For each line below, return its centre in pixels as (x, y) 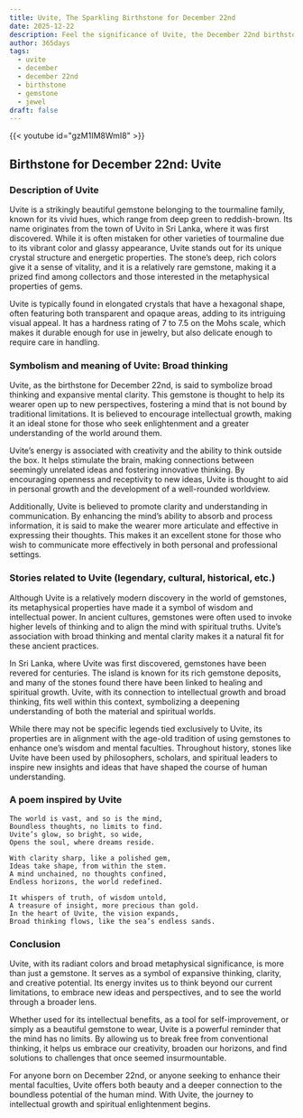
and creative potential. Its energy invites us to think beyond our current (141, 983)
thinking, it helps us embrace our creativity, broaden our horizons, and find (148, 1048)
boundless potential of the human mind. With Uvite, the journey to (132, 1095)
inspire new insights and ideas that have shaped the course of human (138, 767)
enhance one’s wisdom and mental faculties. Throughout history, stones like (151, 748)
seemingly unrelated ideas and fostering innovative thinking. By (127, 470)
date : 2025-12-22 (42, 26)
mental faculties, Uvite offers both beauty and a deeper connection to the (146, 1085)
